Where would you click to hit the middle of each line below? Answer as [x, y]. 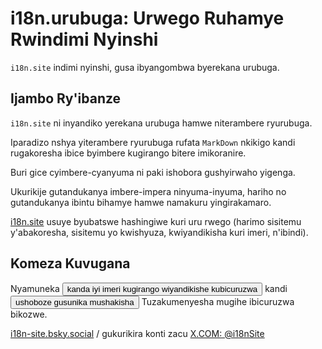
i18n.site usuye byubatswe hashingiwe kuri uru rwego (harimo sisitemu [156, 221]
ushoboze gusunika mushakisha [75, 302]
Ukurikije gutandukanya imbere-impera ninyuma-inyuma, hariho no [148, 191]
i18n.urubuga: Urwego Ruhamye [147, 18]
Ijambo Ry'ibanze [66, 98]
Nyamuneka [35, 288]
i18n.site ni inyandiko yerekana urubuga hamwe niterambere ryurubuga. [161, 123]
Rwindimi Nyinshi [84, 39]
